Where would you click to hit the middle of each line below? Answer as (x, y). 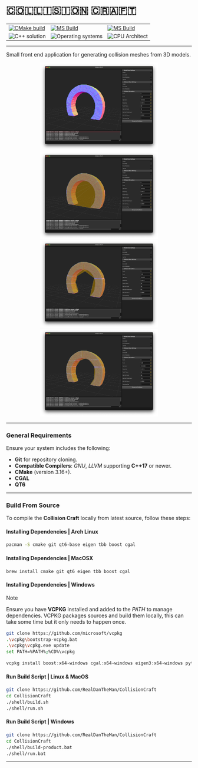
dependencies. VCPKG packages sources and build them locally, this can (95, 615)
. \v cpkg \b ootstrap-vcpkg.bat (42, 640)
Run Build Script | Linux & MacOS (47, 676)
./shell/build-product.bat (39, 747)
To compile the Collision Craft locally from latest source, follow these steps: (98, 518)
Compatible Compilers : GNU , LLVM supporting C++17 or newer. (93, 465)
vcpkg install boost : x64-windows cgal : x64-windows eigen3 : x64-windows (95, 663)
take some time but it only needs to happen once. (66, 621)
